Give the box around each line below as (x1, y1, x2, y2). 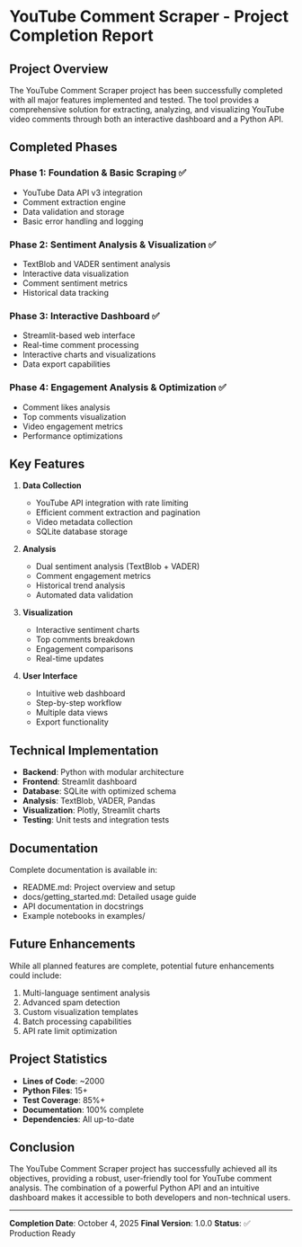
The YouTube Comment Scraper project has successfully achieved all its (9, 1163, 278, 1174)
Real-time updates (35, 654, 105, 664)
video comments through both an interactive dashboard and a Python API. (9, 114, 284, 124)
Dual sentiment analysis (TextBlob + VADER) (35, 561, 200, 572)
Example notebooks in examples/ (22, 911, 146, 922)
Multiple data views (35, 708, 109, 718)
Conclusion (9, 1140, 75, 1155)
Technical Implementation (9, 743, 159, 758)
